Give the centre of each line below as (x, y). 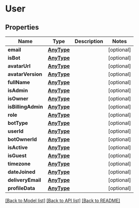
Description (89, 41)
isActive (18, 147)
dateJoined (22, 172)
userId (16, 131)
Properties (22, 27)
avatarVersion (25, 74)
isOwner (18, 98)
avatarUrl (19, 66)
